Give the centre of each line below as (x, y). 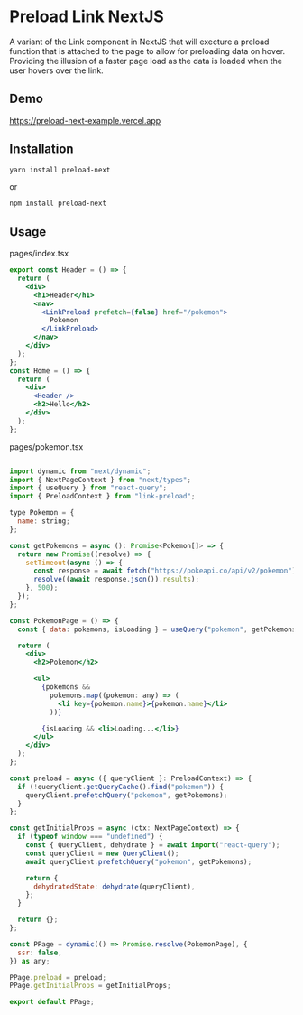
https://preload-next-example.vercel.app (85, 120)
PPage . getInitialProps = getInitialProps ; (90, 986)
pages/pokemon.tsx (46, 447)
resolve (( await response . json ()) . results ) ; (116, 580)
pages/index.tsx (39, 254)
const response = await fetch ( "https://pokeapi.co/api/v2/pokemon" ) (165, 571)
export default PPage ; (52, 1002)
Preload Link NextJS (87, 17)
